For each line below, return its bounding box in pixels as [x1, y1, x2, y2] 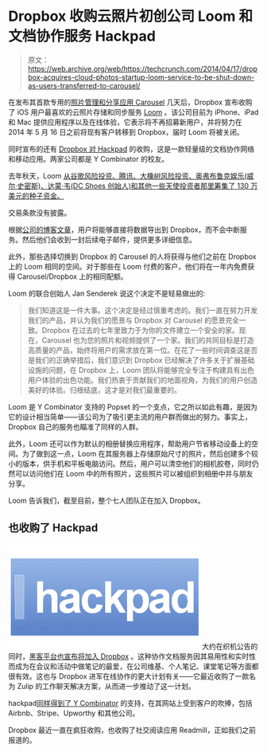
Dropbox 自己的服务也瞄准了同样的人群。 [8, 421, 143, 431]
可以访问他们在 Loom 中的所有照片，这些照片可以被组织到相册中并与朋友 [14, 468, 253, 478]
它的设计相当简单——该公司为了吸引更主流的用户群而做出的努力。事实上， [8, 412, 252, 421]
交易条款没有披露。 [8, 208, 72, 217]
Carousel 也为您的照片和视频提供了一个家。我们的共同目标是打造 [41, 335, 254, 345]
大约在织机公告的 [202, 641, 258, 651]
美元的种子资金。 [8, 190, 64, 200]
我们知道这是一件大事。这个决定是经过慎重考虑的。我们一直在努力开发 [27, 305, 258, 315]
